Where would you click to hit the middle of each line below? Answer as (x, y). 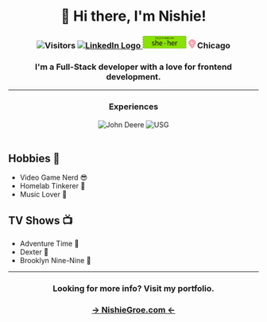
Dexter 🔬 (34, 252)
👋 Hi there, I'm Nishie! (133, 16)
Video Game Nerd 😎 (54, 177)
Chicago (214, 45)
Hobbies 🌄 (34, 158)
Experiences (133, 107)
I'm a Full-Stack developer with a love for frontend (133, 67)
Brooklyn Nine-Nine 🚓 (55, 260)
